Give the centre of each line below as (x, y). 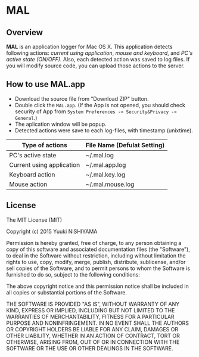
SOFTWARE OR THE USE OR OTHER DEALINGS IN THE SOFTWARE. (90, 348)
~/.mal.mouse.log (110, 184)
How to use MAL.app (46, 84)
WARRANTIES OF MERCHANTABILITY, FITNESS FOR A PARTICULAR (90, 316)
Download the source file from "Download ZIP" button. (82, 98)
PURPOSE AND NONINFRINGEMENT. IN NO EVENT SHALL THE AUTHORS (98, 323)
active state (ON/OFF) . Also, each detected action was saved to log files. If (98, 59)
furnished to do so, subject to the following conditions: (73, 274)
